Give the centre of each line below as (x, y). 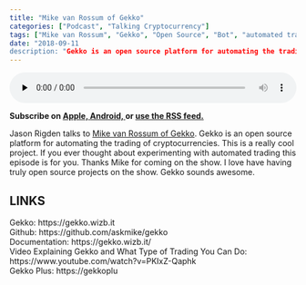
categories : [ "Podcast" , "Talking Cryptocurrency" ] (109, 26)
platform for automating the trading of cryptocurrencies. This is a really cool (152, 143)
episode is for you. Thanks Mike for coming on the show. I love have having (151, 162)
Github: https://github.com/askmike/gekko (89, 231)
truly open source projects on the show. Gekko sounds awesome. (132, 172)
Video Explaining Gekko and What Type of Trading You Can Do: (128, 251)
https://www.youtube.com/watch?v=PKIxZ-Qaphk (103, 260)
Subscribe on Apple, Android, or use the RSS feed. (107, 116)
